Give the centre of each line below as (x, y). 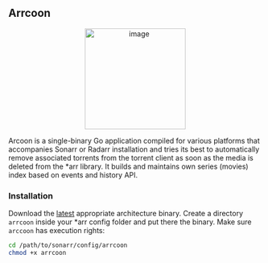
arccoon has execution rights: (57, 231)
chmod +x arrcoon (37, 253)
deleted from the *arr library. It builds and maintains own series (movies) (128, 166)
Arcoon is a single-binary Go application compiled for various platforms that (134, 140)
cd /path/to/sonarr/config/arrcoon (68, 245)
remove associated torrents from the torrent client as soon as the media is (131, 157)
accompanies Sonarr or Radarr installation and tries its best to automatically (134, 149)
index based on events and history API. (73, 175)
